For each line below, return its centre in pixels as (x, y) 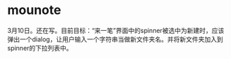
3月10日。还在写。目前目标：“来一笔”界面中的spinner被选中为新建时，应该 (116, 30)
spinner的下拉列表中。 (40, 48)
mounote (34, 10)
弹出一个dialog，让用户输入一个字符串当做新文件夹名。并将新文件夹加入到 (115, 39)
